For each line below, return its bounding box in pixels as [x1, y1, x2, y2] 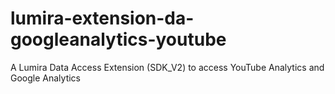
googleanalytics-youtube [10, 28, 227, 51]
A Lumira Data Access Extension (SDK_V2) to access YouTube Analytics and [10, 61, 325, 73]
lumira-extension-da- [10, 7, 195, 30]
